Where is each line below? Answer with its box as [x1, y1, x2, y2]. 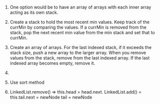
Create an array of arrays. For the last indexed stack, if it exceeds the [9, 45, 152, 50]
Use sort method [9, 79, 45, 85]
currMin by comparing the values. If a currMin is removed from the [9, 24, 147, 30]
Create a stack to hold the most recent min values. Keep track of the [9, 19, 150, 25]
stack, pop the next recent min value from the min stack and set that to [9, 30, 155, 35]
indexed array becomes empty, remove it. [9, 60, 95, 66]
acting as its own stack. [9, 9, 59, 15]
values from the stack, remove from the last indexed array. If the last [9, 55, 150, 61]
